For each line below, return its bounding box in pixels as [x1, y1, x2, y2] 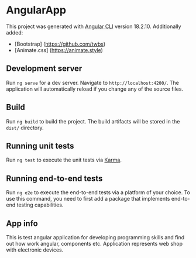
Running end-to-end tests [6, 173, 103, 183]
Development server [6, 64, 82, 74]
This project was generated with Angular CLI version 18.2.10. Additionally [6, 23, 181, 30]
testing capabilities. [16, 201, 64, 208]
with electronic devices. [6, 246, 64, 253]
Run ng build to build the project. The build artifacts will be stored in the [6, 118, 180, 125]
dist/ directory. [6, 124, 44, 131]
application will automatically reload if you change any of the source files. [6, 85, 183, 92]
